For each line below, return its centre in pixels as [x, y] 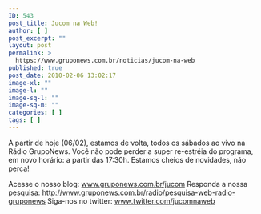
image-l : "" [28, 90]
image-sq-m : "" [34, 105]
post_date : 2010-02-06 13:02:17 [62, 75]
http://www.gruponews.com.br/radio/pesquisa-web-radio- [139, 192]
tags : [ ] [25, 120]
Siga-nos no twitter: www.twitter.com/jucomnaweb [131, 200]
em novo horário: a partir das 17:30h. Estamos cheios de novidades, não [127, 159]
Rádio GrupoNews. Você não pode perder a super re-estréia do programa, [131, 151]
